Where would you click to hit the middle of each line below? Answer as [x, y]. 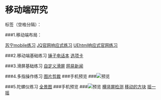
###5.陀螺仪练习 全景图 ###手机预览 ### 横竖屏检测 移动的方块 [76, 86]
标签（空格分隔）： [23, 24]
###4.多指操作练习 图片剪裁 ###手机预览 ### [51, 76]
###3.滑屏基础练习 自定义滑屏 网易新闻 [44, 66]
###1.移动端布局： [24, 35]
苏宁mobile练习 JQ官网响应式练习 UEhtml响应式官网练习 [62, 45]
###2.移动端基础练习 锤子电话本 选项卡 [44, 55]
